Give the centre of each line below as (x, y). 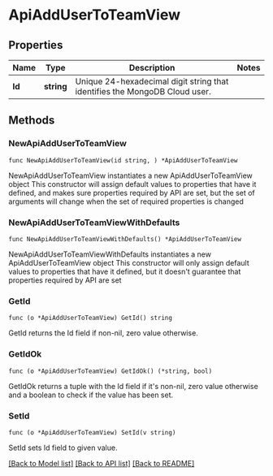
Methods (32, 121)
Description (152, 68)
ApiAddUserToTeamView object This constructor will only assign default (129, 262)
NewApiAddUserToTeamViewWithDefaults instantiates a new (110, 254)
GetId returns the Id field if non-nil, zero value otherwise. (104, 333)
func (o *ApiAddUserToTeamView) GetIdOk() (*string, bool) (110, 371)
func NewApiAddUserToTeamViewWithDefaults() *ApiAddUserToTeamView (125, 239)
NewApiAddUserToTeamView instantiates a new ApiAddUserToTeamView (131, 175)
